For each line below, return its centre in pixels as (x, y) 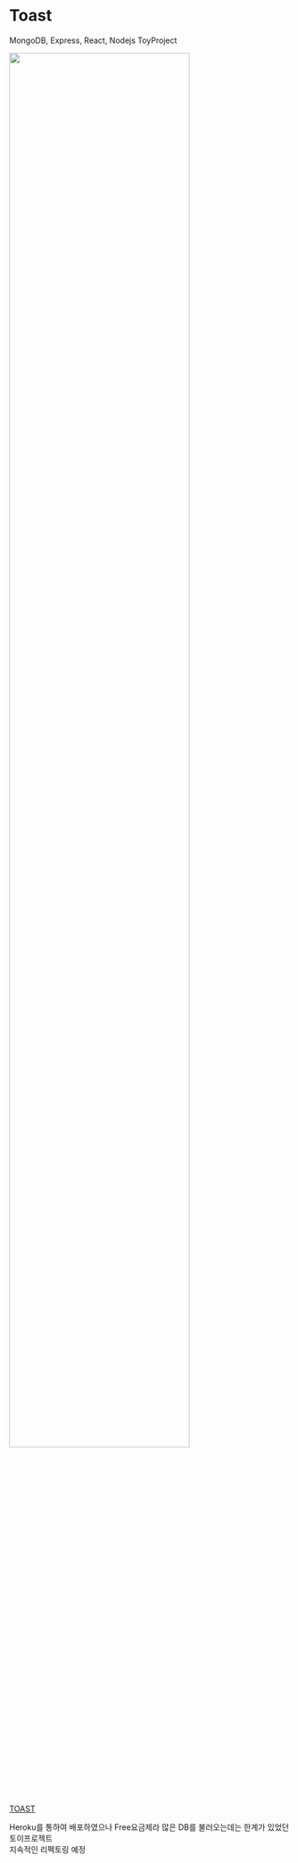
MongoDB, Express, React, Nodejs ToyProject (93, 40)
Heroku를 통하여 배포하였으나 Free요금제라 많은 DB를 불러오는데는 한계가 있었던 (149, 1827)
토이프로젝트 (31, 1838)
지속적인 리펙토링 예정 (48, 1849)
